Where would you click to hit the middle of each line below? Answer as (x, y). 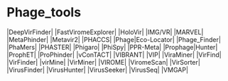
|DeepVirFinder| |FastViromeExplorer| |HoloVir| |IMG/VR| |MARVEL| (105, 32)
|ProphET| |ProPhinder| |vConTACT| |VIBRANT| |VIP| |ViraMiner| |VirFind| (114, 55)
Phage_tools (44, 12)
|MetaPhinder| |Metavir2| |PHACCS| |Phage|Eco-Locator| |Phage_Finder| (114, 39)
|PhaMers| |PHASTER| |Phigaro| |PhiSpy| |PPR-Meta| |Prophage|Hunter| (112, 47)
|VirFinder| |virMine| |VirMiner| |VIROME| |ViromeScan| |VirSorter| (103, 62)
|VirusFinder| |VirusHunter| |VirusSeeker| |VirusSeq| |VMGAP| (98, 70)
